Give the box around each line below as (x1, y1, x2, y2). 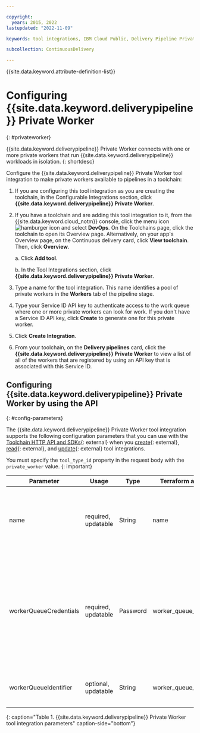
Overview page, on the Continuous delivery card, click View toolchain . (14, 237, 189, 244)
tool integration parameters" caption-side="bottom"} (6, 719, 136, 726)
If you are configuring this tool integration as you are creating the (14, 187, 174, 195)
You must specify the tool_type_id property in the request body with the (6, 456, 185, 463)
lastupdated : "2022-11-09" (6, 25, 73, 31)
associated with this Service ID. (14, 363, 92, 370)
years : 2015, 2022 (11, 19, 58, 26)
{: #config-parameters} (6, 414, 64, 421)
